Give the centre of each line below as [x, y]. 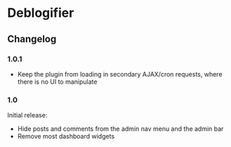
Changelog [32, 39]
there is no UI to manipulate [57, 82]
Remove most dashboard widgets [66, 136]
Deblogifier [41, 13]
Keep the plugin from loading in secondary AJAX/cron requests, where [120, 74]
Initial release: [27, 115]
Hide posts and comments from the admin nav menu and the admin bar [120, 129]
